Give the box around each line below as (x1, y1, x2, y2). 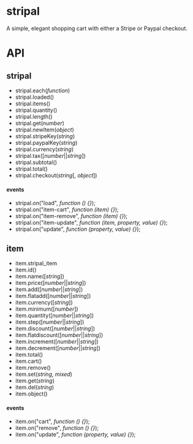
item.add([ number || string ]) (15, 286, 83, 293)
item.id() (15, 266, 37, 273)
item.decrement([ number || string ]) (15, 344, 101, 351)
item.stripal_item (15, 259, 57, 267)
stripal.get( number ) (15, 119, 64, 127)
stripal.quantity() (15, 106, 58, 114)
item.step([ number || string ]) (15, 318, 85, 325)
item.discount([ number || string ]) (15, 324, 96, 332)
